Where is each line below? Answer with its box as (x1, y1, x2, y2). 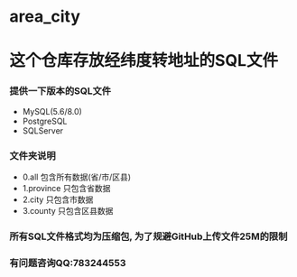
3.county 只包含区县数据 (22, 205, 114, 216)
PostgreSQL (22, 115, 68, 126)
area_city (9, 6, 81, 27)
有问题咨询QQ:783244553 (9, 256, 126, 269)
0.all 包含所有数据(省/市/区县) (22, 171, 132, 182)
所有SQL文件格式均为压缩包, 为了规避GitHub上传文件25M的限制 (9, 230, 288, 243)
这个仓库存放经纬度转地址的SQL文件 (9, 51, 278, 71)
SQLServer (22, 125, 64, 136)
